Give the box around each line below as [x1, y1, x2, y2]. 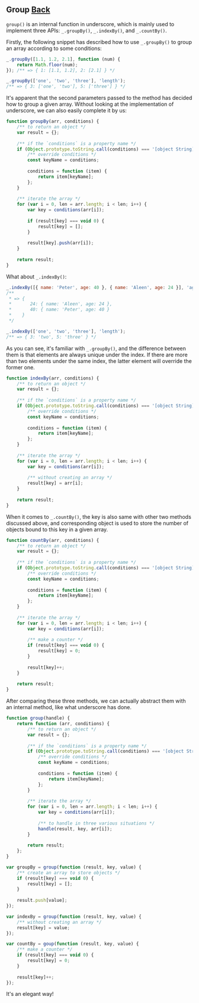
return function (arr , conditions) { [17, 721, 110, 727]
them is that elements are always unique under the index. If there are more [6, 351, 188, 358]
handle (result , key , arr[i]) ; [37, 826, 113, 832]
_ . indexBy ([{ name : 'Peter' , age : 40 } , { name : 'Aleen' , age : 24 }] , [6, 284, 184, 290]
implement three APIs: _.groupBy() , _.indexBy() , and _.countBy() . [6, 27, 167, 34]
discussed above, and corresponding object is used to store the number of [6, 519, 188, 526]
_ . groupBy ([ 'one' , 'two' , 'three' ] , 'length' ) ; [6, 78, 126, 84]
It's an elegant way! [6, 991, 54, 998]
